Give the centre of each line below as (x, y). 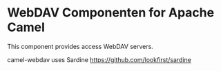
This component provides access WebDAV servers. (80, 46)
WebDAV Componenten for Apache (111, 13)
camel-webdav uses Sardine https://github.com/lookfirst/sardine (99, 59)
